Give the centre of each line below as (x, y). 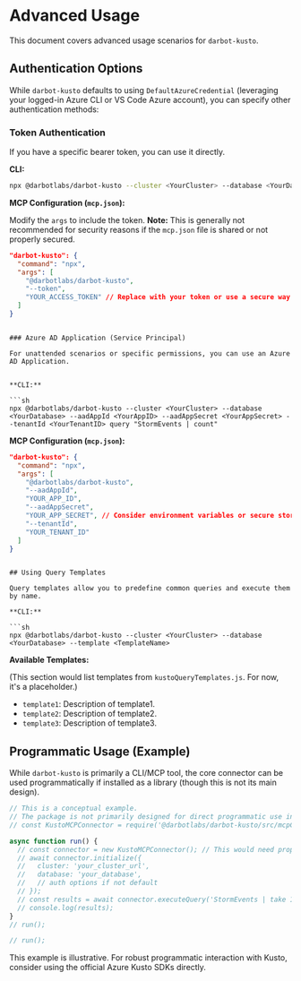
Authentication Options (76, 69)
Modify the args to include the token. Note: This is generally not (127, 219)
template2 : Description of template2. (90, 714)
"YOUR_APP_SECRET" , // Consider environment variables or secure (150, 516)
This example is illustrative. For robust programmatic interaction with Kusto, (149, 958)
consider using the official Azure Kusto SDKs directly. (107, 968)
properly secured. (43, 239)
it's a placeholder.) (43, 687)
